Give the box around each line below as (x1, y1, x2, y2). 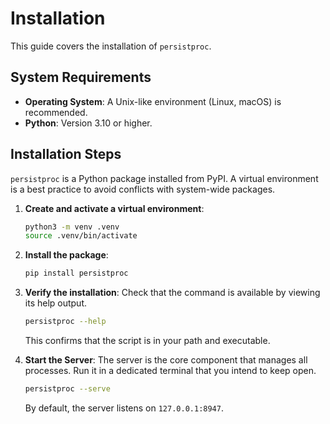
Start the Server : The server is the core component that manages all (24, 354, 308, 366)
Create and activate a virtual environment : (24, 202, 205, 214)
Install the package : (24, 249, 109, 261)
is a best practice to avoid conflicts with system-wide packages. (10, 183, 276, 195)
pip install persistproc (24, 268, 129, 279)
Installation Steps (10, 146, 122, 163)
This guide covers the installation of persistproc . (10, 40, 212, 52)
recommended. (24, 106, 88, 118)
